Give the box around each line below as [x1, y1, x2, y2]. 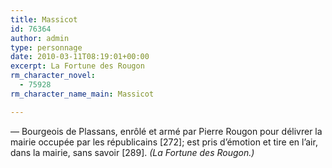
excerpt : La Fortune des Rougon [10, 61, 145, 71]
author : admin [10, 33, 70, 43]
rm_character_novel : [10, 71, 97, 81]
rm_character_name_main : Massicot [10, 89, 155, 99]
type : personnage [10, 42, 83, 53]
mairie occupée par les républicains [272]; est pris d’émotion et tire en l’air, [10, 136, 318, 148]
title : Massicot [10, 14, 78, 25]
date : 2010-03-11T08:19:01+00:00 [10, 52, 150, 62]
